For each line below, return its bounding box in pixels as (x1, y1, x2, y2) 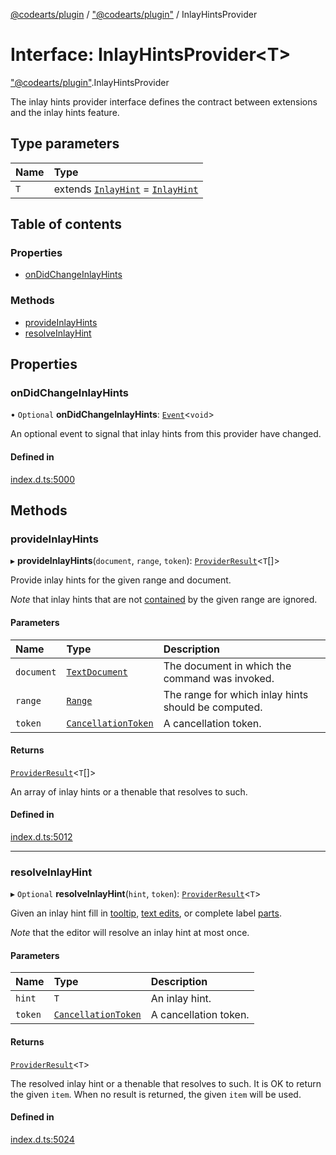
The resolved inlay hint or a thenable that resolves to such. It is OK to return (10, 1077, 322, 1089)
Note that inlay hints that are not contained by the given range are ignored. (10, 594, 318, 606)
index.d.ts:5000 (10, 473, 76, 485)
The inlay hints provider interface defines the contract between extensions (10, 95, 318, 108)
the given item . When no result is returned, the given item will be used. (10, 1088, 302, 1100)
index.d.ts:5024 (10, 1133, 75, 1145)
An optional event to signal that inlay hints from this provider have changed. (10, 428, 322, 440)
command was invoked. (163, 671, 275, 685)
